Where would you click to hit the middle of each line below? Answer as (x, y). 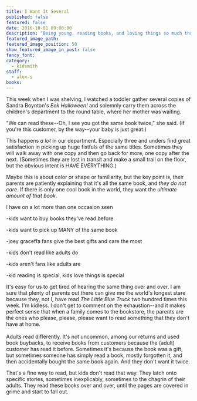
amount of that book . (32, 196)
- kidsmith (25, 66)
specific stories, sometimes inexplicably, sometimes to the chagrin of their (96, 379)
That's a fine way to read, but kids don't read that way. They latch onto (91, 373)
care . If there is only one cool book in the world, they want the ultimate (91, 189)
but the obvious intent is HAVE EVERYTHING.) (62, 166)
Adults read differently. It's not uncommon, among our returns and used (93, 336)
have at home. (23, 324)
